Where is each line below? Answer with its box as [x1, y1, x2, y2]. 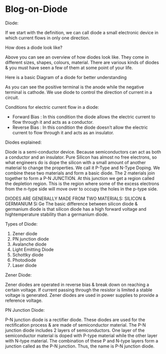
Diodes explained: [5, 139, 42, 145]
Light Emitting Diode [12, 246, 54, 252]
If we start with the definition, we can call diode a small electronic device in [5, 29, 159, 35]
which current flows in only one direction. [5, 35, 90, 41]
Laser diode [12, 262, 37, 268]
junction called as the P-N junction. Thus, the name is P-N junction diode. [5, 343, 155, 349]
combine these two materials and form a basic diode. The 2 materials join [5, 170, 155, 176]
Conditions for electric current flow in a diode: [5, 104, 99, 110]
